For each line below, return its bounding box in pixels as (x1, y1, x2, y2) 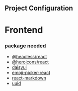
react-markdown (11, 75, 47, 81)
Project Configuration (4, 4, 73, 13)
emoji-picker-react (11, 69, 51, 75)
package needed (4, 42, 46, 49)
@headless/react (11, 53, 47, 59)
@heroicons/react (11, 59, 49, 65)
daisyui (11, 64, 27, 70)
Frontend (4, 24, 43, 36)
